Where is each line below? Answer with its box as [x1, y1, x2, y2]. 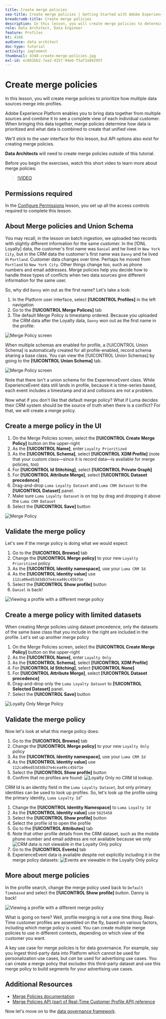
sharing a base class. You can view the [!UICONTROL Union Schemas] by [5, 352, 155, 358]
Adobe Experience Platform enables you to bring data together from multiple [5, 110, 161, 116]
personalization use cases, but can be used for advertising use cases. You [5, 955, 157, 961]
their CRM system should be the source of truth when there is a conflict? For [5, 402, 161, 408]
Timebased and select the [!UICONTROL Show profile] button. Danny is [5, 889, 149, 896]
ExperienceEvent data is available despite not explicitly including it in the [12, 852, 161, 858]
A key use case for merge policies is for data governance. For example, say [5, 945, 159, 951]
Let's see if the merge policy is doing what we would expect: [5, 540, 128, 546]
